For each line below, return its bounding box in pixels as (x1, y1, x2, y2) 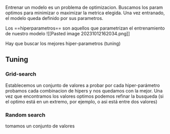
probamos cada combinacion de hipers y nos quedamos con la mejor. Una (5, 87, 163, 94)
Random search (5, 111, 46, 118)
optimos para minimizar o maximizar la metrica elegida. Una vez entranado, (5, 10, 165, 16)
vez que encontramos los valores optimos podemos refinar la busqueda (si (5, 93, 164, 99)
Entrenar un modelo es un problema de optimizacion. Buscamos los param (5, 5, 163, 10)
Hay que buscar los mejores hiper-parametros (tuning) (5, 40, 121, 47)
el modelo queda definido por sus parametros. (5, 15, 104, 21)
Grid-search (5, 71, 37, 78)
